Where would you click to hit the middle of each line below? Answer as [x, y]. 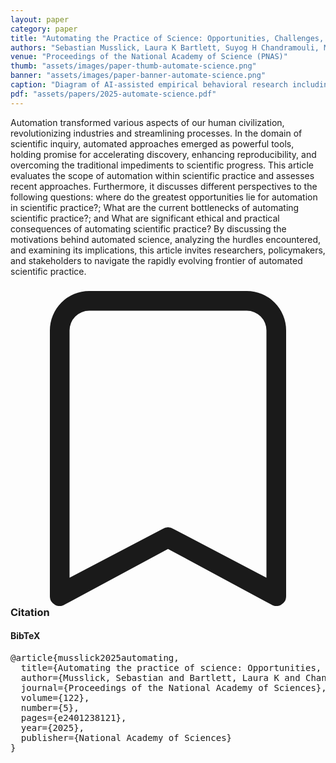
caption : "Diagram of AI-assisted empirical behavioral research [149, 85]
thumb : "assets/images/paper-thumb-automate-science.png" [133, 66]
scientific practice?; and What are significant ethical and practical [145, 218]
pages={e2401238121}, [73, 717]
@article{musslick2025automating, [95, 657]
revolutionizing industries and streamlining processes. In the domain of [156, 133]
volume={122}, [55, 697]
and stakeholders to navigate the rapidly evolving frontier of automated [156, 260]
